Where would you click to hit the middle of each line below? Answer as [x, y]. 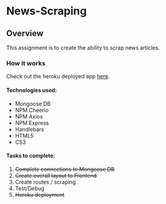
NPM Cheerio [32, 110]
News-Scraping [46, 11]
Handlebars [29, 129]
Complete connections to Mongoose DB [65, 169]
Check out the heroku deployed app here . [58, 76]
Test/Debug [30, 188]
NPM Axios [29, 116]
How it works [26, 63]
